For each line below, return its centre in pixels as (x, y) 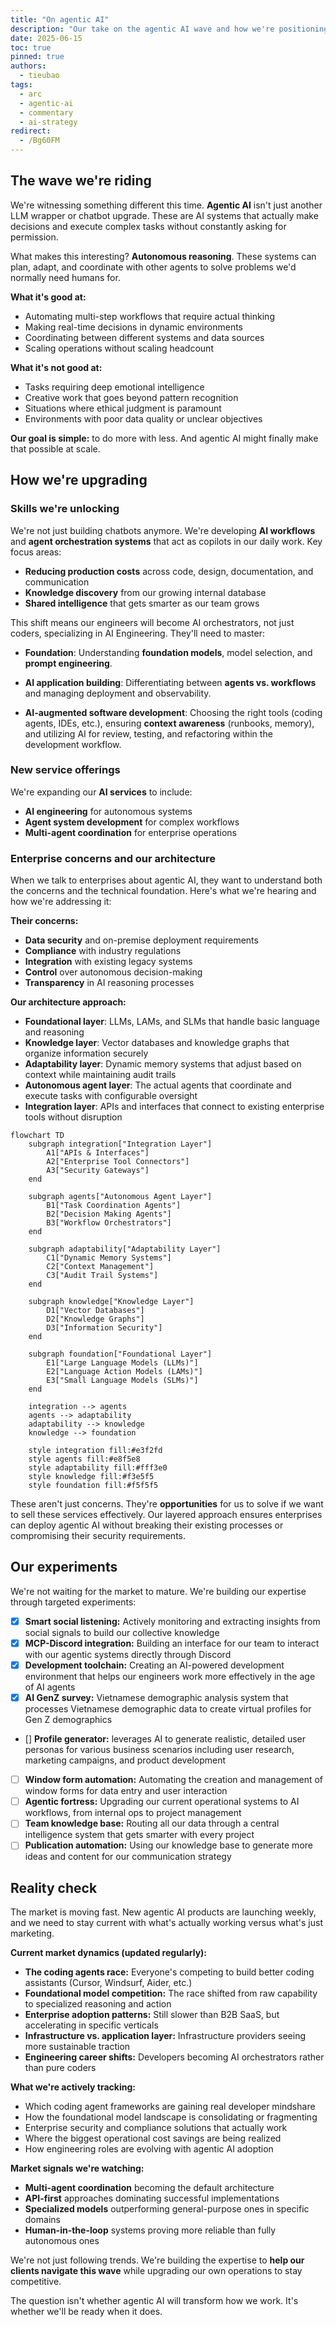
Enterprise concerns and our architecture (113, 858)
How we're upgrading (79, 480)
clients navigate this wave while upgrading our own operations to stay (156, 2271)
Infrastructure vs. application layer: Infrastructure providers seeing (165, 2036)
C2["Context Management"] (100, 1267)
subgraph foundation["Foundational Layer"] (120, 1354)
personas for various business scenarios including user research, (159, 1750)
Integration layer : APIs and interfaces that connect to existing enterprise (174, 1107)
